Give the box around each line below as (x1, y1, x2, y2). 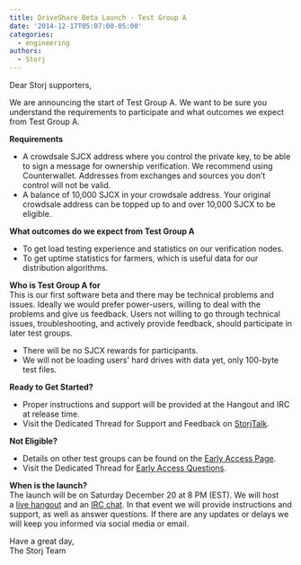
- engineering (17, 38, 70, 48)
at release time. (22, 408, 80, 419)
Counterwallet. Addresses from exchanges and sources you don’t (22, 170, 266, 181)
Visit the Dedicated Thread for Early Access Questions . (22, 462, 227, 473)
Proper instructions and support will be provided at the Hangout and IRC (22, 399, 290, 409)
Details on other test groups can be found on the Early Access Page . (22, 453, 277, 463)
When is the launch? (9, 480, 88, 490)
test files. (22, 364, 57, 374)
